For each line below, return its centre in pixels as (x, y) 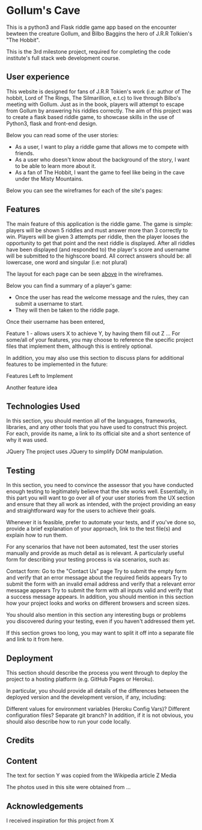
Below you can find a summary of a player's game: (69, 285)
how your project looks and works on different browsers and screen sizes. (98, 603)
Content (22, 761)
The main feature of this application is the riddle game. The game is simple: (99, 224)
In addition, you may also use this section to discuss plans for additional (95, 358)
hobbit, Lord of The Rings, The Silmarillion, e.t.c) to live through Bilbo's (94, 98)
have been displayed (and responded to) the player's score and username (98, 249)
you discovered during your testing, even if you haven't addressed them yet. (101, 621)
